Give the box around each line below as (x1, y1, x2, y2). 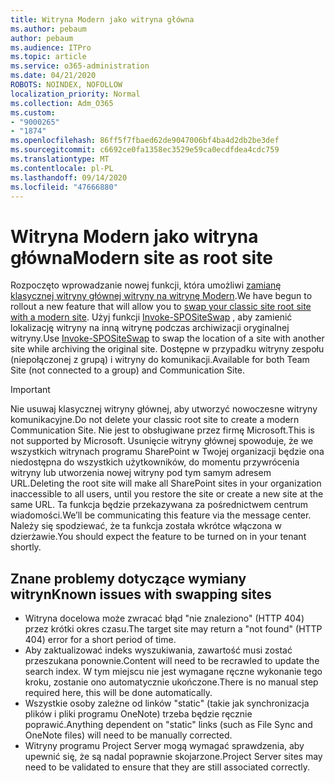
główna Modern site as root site (10, 246, 273, 269)
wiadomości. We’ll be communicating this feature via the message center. (10, 509, 312, 521)
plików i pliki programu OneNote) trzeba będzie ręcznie (24, 708, 253, 720)
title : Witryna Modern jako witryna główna (10, 14, 195, 25)
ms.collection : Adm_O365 (10, 98, 114, 108)
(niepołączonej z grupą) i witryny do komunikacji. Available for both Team (10, 354, 310, 366)
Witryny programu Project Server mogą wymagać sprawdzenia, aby (24, 740, 305, 752)
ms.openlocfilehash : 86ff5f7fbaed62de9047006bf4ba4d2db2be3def (10, 136, 280, 146)
